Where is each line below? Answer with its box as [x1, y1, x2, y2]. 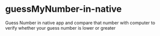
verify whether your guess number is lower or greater [5, 25, 116, 31]
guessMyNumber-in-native [5, 3, 122, 15]
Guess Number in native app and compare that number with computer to [5, 20, 155, 26]
